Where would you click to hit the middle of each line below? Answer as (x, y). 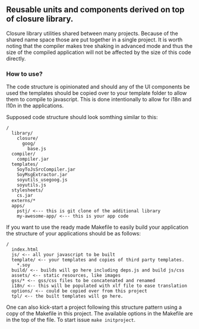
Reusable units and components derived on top (96, 10)
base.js (37, 149)
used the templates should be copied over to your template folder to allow (97, 93)
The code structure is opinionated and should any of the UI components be (98, 87)
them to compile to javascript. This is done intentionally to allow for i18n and (99, 100)
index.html (25, 250)
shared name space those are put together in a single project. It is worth (94, 39)
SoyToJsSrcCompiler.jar (46, 170)
